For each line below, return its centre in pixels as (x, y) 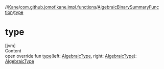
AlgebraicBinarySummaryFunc (128, 7)
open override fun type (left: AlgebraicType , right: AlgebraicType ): (71, 56)
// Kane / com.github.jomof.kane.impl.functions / (51, 7)
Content (13, 50)
